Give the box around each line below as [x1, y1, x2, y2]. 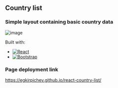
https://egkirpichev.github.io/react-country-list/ [5, 77, 102, 83]
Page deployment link [5, 66, 58, 73]
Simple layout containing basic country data [5, 19, 114, 25]
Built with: [5, 39, 26, 45]
